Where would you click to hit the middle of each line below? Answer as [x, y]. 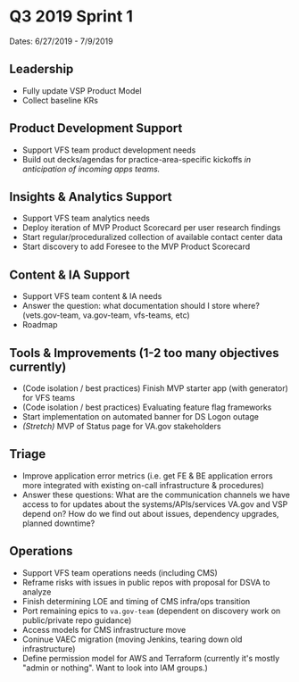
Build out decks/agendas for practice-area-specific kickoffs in [137, 159]
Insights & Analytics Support [91, 197]
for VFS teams [49, 398]
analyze [37, 592]
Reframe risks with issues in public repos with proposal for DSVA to [146, 582]
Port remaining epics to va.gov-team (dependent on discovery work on [151, 611]
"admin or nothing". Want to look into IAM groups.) [115, 668]
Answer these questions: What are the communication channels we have [156, 495]
